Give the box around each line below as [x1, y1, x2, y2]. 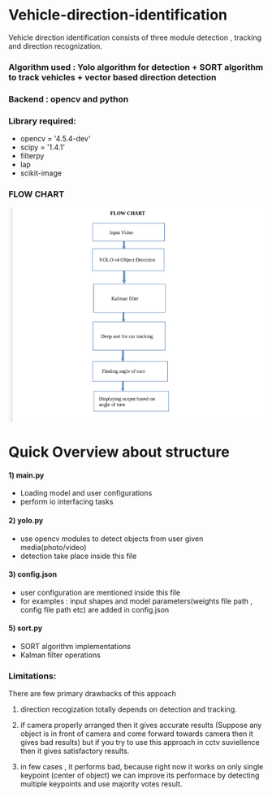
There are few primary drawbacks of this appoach [8, 689, 176, 699]
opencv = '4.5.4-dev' [19, 134, 91, 144]
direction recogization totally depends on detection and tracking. [19, 704, 237, 714]
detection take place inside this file [19, 551, 137, 561]
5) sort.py [8, 623, 43, 633]
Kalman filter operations [19, 650, 101, 660]
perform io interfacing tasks [19, 497, 114, 507]
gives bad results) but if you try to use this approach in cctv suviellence [19, 738, 260, 747]
